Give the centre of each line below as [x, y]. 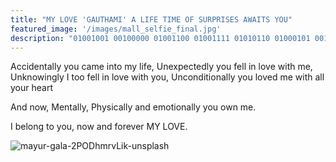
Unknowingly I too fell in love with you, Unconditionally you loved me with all [167, 77]
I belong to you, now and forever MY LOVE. [99, 127]
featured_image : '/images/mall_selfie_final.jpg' [116, 29]
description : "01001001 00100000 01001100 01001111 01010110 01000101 [160, 38]
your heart [31, 88]
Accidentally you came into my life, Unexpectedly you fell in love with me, [161, 67]
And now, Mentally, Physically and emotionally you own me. [133, 107]
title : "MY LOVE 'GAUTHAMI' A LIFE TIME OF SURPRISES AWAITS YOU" [151, 19]
